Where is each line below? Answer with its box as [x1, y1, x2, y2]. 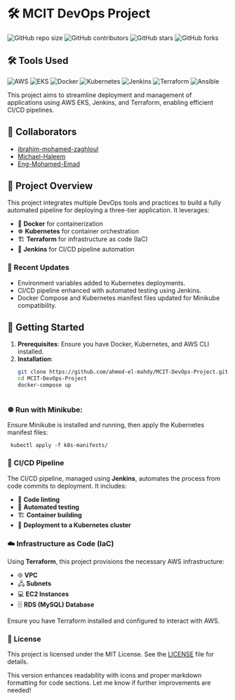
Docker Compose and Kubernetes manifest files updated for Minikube [17, 293, 220, 302]
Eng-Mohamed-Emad [17, 160, 81, 168]
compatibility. [17, 301, 57, 309]
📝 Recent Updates [7, 263, 70, 273]
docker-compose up [17, 382, 72, 389]
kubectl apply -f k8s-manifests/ [10, 442, 109, 449]
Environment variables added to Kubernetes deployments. [17, 278, 186, 287]
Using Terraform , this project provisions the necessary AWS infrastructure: [7, 557, 224, 566]
